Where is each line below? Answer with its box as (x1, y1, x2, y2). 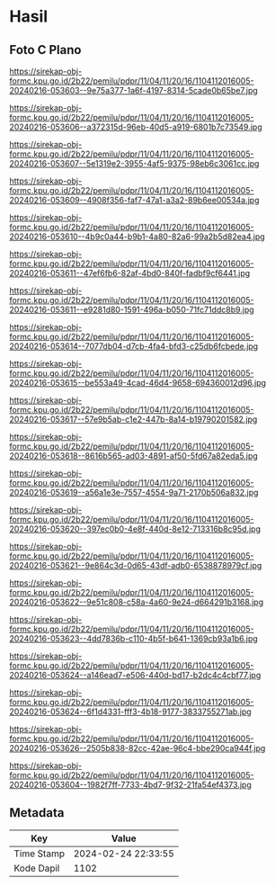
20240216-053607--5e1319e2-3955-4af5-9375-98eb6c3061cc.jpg (9, 158, 260, 168)
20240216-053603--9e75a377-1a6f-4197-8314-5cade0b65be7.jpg (9, 85, 258, 95)
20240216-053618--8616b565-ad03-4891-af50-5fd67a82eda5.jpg (9, 451, 258, 461)
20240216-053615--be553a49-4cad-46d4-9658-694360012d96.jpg (9, 378, 267, 388)
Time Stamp (13, 847, 66, 860)
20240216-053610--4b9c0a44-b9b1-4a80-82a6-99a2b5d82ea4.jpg (9, 231, 265, 242)
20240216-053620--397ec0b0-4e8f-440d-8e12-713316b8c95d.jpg (9, 524, 261, 534)
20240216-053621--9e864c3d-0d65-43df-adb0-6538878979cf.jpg (9, 560, 262, 570)
